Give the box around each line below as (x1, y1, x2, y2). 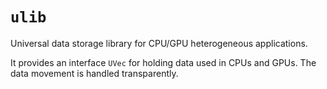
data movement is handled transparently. (10, 67, 179, 79)
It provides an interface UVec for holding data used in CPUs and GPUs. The (10, 56, 317, 68)
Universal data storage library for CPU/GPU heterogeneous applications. (10, 37, 308, 49)
